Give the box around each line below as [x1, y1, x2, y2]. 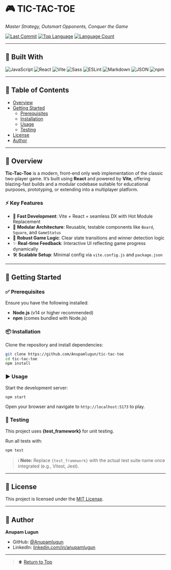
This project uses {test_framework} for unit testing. [5, 428, 115, 434]
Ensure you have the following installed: [5, 300, 89, 306]
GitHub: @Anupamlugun [12, 539, 64, 545]
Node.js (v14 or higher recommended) [12, 310, 94, 316]
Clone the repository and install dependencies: [5, 341, 103, 348]
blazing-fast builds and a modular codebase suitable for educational [5, 181, 149, 187]
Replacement [12, 219, 41, 225]
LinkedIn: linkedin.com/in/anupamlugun [12, 545, 96, 551]
